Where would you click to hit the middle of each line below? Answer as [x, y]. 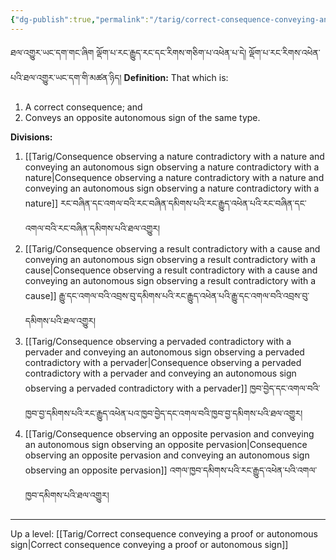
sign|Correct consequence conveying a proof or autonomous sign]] [149, 544]
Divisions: [31, 137]
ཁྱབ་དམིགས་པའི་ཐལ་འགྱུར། [67, 495]
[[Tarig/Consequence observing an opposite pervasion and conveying [169, 433]
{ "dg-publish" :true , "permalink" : [80, 19]
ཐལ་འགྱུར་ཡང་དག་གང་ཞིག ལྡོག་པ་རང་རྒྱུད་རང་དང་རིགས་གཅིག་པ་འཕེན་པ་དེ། [128, 52]
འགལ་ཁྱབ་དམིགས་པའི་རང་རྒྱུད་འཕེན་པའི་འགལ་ [243, 470]
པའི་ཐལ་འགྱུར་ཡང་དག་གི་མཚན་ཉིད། [66, 77]
